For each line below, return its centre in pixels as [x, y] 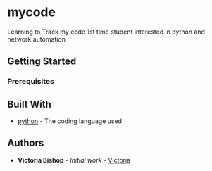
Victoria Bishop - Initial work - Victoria [74, 160]
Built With [29, 104]
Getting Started [42, 62]
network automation [36, 39]
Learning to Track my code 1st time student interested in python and [106, 32]
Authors [26, 143]
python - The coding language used [69, 121]
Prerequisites [31, 82]
